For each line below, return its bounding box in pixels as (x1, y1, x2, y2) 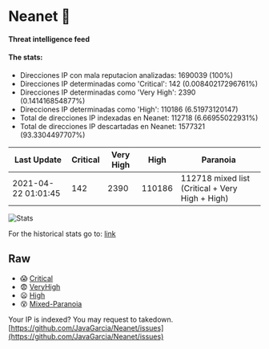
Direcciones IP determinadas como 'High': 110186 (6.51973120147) (19, 104, 239, 114)
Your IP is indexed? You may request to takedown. (8, 315, 174, 324)
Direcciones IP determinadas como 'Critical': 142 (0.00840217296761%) (19, 79, 259, 88)
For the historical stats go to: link (8, 229, 116, 238)
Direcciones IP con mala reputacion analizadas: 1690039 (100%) (19, 70, 234, 79)
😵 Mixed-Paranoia (19, 298, 82, 308)
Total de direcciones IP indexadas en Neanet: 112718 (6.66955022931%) (19, 112, 259, 123)
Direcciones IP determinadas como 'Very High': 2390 (19, 87, 196, 97)
